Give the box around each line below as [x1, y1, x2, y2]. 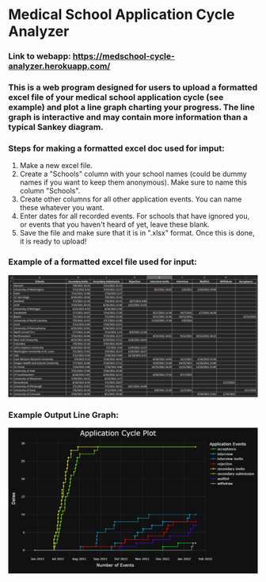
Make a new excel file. [19, 161, 93, 170]
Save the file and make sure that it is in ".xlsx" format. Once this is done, [19, 228, 255, 238]
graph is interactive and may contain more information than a [8, 112, 248, 123]
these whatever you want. [19, 203, 104, 213]
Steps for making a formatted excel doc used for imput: [8, 143, 225, 154]
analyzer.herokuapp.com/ [8, 61, 111, 72]
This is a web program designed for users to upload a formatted [8, 82, 258, 93]
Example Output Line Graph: [8, 409, 119, 420]
